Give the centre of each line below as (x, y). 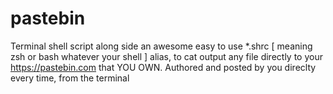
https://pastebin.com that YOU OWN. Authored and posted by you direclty (163, 67)
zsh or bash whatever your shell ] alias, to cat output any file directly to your (166, 56)
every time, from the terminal (70, 78)
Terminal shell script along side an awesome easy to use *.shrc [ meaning (161, 46)
